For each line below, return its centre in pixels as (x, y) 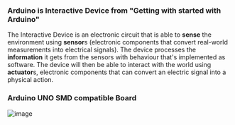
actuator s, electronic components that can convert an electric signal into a (117, 72)
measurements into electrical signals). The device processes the (102, 50)
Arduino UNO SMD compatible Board (72, 98)
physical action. (31, 80)
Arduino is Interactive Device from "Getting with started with (114, 11)
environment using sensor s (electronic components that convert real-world (118, 42)
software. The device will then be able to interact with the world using (109, 65)
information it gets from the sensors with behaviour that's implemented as (116, 57)
